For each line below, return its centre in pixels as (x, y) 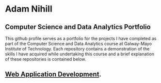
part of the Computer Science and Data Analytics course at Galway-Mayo (78, 44)
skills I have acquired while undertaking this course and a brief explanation (80, 54)
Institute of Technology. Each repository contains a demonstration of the (77, 49)
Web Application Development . (53, 75)
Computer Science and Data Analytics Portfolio (78, 27)
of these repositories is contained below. (46, 59)
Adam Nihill (29, 9)
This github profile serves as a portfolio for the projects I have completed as (81, 38)
